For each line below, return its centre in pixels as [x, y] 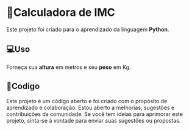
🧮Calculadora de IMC [61, 13]
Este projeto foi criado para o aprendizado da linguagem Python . [88, 29]
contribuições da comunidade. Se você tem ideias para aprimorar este [94, 114]
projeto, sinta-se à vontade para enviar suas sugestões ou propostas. [94, 120]
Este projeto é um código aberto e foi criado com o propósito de [87, 101]
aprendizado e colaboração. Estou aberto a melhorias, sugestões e [91, 107]
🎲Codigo [23, 86]
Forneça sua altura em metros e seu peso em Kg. [69, 67]
